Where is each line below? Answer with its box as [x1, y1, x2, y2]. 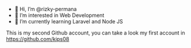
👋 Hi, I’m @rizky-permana [14, 6, 77, 12]
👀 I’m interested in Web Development [14, 12, 105, 19]
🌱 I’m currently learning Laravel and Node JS [14, 18, 123, 25]
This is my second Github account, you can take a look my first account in [6, 29, 185, 36]
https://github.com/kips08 [6, 36, 69, 42]
